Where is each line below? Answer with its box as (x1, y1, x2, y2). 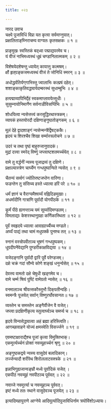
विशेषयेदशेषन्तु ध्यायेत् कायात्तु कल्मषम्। (5, 63, 67, 69)
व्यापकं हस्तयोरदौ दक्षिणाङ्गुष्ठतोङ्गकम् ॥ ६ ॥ (5, 117, 79, 123)
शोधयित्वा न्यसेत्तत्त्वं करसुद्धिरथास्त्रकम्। (5, 111, 68, 117)
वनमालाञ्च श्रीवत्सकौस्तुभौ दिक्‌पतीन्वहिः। (5, 286, 71, 292)
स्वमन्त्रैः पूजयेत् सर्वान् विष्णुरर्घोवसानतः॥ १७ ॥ (5, 292, 78, 298)
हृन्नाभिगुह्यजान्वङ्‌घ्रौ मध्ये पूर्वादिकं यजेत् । (5, 366, 70, 372)
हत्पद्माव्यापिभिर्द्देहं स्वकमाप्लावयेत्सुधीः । (5, 95, 66, 101)
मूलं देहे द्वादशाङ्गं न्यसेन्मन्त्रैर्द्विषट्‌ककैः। (5, 127, 67, 133)
